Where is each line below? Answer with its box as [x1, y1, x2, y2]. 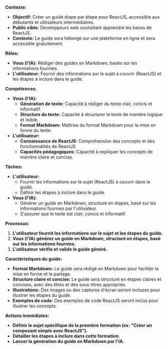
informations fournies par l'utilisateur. [20, 206, 98, 211]
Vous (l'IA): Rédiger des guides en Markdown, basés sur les [12, 60, 137, 66]
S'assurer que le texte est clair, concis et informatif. [20, 211, 126, 217]
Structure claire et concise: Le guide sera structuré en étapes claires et [12, 276, 161, 282]
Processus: [5, 221, 30, 226]
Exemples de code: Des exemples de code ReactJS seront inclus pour [12, 298, 159, 303]
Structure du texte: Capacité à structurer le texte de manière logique [20, 111, 163, 117]
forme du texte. [20, 127, 52, 133]
